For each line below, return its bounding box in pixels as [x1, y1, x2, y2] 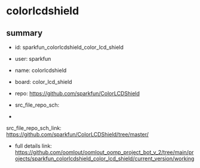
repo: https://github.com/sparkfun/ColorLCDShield [14, 90, 140, 97]
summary [6, 28, 43, 38]
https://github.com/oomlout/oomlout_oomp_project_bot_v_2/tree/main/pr [14, 149, 194, 155]
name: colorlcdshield [14, 67, 67, 74]
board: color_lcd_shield [14, 79, 73, 85]
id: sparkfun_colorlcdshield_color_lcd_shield [14, 43, 124, 51]
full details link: [14, 142, 53, 150]
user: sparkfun [14, 55, 51, 62]
